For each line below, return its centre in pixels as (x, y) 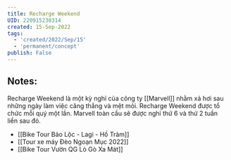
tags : (15, 33)
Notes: (22, 81)
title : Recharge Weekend (44, 14)
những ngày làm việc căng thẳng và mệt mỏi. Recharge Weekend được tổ (114, 105)
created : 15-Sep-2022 (39, 27)
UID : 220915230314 (34, 20)
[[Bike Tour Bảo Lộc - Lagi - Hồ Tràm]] (73, 134)
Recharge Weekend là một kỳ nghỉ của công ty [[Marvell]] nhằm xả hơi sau (115, 98)
